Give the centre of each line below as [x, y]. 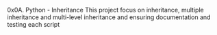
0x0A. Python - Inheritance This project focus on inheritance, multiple [105, 10]
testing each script [34, 24]
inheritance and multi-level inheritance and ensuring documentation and [109, 17]
